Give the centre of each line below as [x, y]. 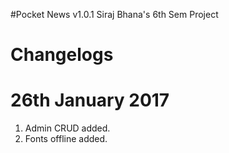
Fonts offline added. [66, 139]
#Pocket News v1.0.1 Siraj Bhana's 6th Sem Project [114, 14]
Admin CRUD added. [67, 128]
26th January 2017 [90, 100]
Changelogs [62, 55]
